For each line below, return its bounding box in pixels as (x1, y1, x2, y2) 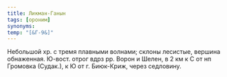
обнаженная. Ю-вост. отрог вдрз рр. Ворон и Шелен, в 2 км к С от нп (7, 55, 212, 63)
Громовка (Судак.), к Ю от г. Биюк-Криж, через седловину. (7, 62, 182, 70)
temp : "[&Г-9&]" (7, 29, 54, 36)
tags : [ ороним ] (7, 16, 51, 23)
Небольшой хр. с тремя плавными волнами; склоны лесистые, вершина (7, 48, 221, 56)
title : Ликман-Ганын (7, 10, 67, 17)
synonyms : (7, 22, 36, 29)
